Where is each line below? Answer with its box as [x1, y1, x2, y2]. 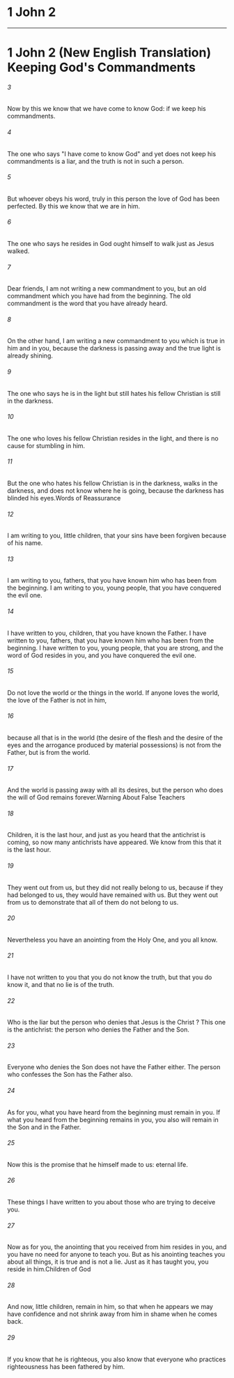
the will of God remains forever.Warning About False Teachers [7, 793, 186, 802]
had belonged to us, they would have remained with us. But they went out [7, 890, 218, 899]
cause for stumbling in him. [7, 441, 86, 450]
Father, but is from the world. [7, 748, 91, 756]
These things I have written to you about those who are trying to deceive [7, 1198, 216, 1206]
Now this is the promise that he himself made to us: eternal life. [7, 1160, 188, 1168]
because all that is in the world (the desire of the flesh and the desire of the [7, 733, 223, 742]
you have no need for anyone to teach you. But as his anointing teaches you [7, 1250, 225, 1259]
